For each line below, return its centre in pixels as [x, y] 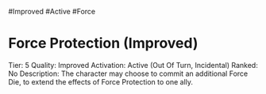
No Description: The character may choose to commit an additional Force [128, 73]
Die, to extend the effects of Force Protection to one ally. [100, 81]
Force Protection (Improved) [103, 43]
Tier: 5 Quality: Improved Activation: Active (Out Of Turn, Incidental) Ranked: [133, 65]
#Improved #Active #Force [52, 11]
